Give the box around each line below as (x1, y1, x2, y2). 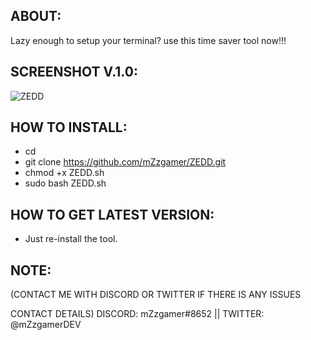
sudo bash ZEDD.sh (24, 177, 107, 189)
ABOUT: (10, 8, 62, 25)
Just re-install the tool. (24, 233, 118, 245)
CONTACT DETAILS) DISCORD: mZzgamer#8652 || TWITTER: (10, 308, 265, 320)
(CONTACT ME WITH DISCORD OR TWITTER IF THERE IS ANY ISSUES (10, 289, 302, 301)
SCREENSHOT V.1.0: (10, 64, 138, 81)
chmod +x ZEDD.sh (24, 167, 105, 179)
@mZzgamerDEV (10, 319, 82, 331)
